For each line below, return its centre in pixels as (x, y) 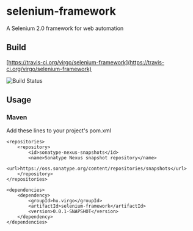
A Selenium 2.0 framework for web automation (65, 28)
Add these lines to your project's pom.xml (59, 131)
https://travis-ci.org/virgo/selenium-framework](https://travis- (86, 62)
